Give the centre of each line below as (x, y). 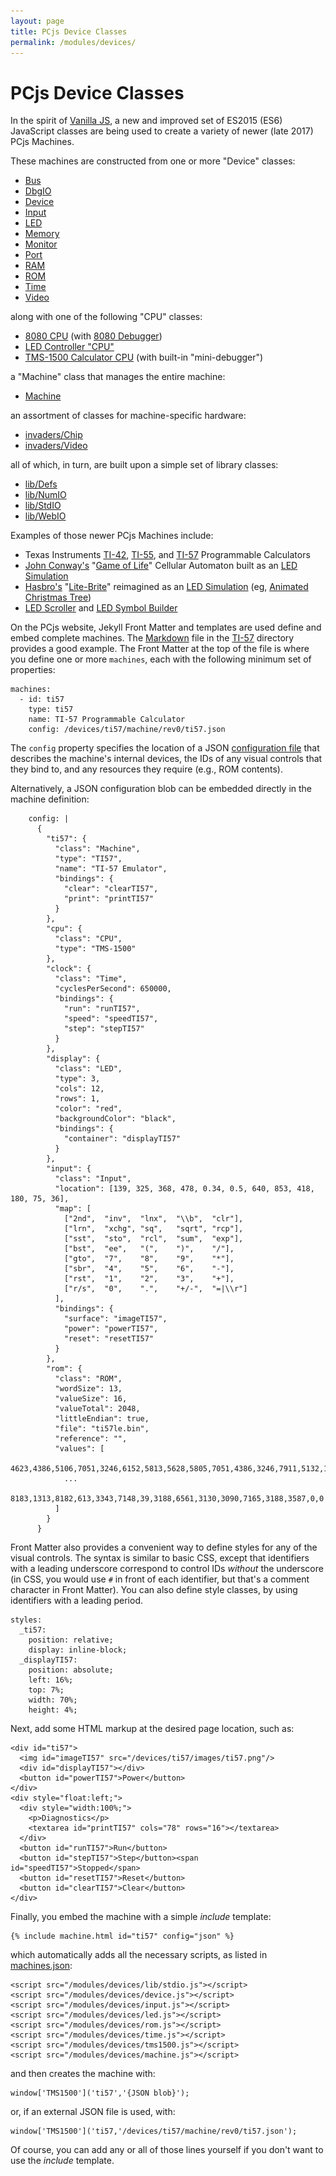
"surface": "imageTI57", (115, 1319)
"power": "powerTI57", (111, 1329)
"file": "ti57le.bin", (102, 1429)
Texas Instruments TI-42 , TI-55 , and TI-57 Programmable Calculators (167, 555)
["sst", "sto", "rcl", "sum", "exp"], (153, 1239)
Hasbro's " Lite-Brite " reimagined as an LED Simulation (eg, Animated (166, 587)
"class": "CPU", (88, 939)
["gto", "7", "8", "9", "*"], (149, 1259)
